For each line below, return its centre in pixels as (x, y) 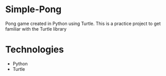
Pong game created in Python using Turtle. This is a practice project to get (83, 23)
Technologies (35, 50)
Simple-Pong (34, 9)
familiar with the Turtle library (36, 29)
